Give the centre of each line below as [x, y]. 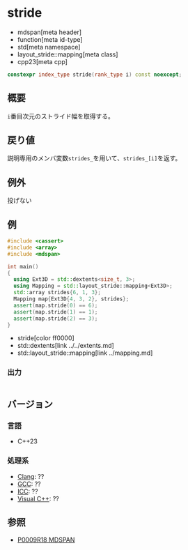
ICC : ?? [28, 491]
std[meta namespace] [49, 47]
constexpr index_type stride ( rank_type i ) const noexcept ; [95, 75]
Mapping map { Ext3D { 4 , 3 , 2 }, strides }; [71, 299]
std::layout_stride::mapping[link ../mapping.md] [85, 353]
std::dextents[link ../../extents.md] [66, 346]
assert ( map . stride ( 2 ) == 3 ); [56, 319]
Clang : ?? [31, 476]
